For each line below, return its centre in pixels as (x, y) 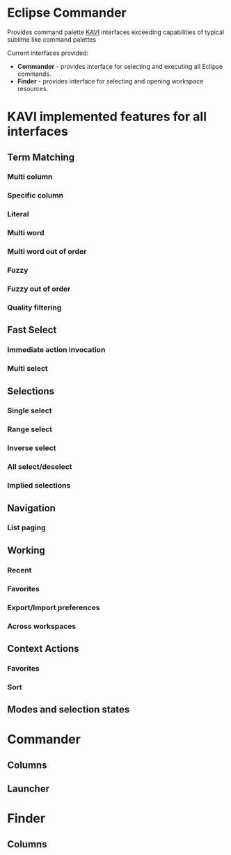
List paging (26, 528)
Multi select (28, 369)
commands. (34, 74)
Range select (30, 429)
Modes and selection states (69, 710)
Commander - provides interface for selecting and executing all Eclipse (120, 66)
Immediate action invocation (56, 350)
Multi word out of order (47, 252)
